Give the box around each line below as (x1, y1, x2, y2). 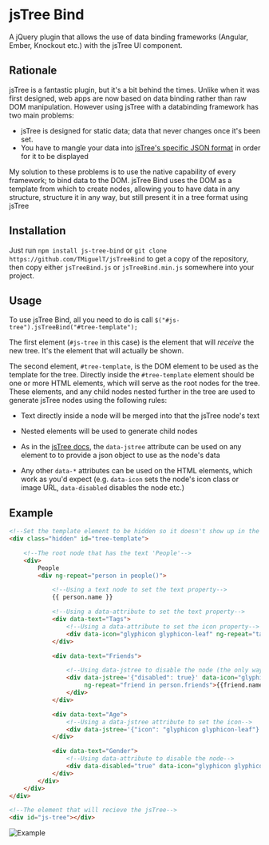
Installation (9, 224, 66, 237)
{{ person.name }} (51, 593, 113, 601)
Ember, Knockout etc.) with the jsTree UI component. (9, 40, 183, 50)
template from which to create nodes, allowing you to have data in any (9, 184, 240, 193)
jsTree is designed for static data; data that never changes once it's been (20, 126, 261, 135)
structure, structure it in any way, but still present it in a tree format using (9, 192, 248, 201)
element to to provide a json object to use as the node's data (20, 450, 220, 460)
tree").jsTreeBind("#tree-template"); (9, 324, 138, 332)
